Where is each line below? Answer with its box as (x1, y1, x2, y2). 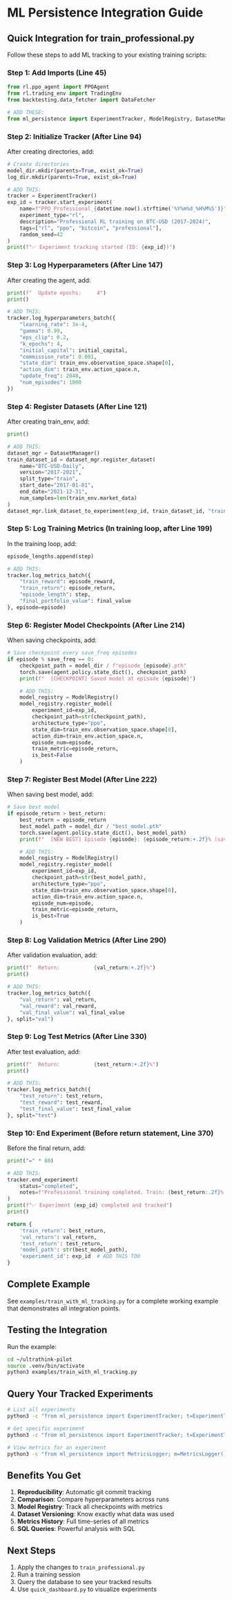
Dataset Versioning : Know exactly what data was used (17, 1510, 175, 1518)
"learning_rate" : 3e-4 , (19, 321, 88, 328)
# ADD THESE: (7, 109, 45, 115)
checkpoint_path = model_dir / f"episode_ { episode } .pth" (19, 662, 187, 669)
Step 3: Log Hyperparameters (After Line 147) (7, 261, 164, 270)
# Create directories (7, 160, 70, 167)
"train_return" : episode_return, (19, 585, 116, 592)
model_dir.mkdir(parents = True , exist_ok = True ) (7, 167, 144, 174)
